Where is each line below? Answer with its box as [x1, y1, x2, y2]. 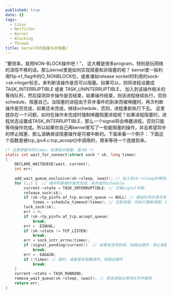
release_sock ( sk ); [24, 190, 63, 195]
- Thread [10, 41, 29, 46]
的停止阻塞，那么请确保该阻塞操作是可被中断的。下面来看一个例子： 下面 [5, 131, 159, 137]
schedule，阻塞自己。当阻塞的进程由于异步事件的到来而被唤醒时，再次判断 [5, 98, 164, 105]
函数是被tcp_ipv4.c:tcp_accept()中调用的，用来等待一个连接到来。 [9, 137, 149, 143]
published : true [5, 7, 40, 13]
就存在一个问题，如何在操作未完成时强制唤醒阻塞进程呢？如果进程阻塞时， [5, 111, 162, 118]
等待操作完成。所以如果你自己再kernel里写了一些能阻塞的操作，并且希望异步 [5, 124, 166, 131]
